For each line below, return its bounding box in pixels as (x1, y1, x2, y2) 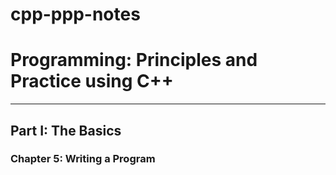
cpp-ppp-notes (10, 3, 141, 26)
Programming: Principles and (10, 49, 258, 72)
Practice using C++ (10, 70, 174, 93)
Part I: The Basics (10, 122, 122, 139)
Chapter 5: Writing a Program (10, 152, 156, 166)
